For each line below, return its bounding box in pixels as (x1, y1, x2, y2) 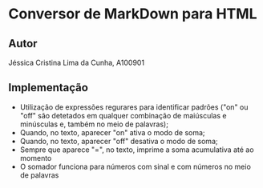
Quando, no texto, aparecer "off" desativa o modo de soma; (19, 136, 218, 146)
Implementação (8, 81, 88, 94)
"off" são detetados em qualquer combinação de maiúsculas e (19, 110, 227, 120)
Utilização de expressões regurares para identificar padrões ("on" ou (19, 102, 249, 112)
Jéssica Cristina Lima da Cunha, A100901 (8, 58, 145, 67)
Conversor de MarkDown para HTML (8, 5, 257, 23)
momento (19, 153, 52, 162)
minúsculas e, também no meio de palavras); (19, 119, 168, 129)
